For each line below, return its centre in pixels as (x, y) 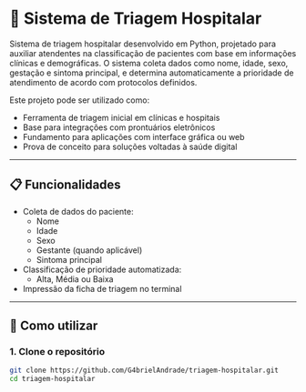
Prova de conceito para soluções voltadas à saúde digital (130, 146)
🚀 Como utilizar (54, 326)
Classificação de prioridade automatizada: (102, 269)
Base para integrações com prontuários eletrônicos (119, 127)
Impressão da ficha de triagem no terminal (102, 288)
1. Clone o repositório (57, 352)
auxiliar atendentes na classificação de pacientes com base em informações (153, 53)
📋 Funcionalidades (65, 185)
